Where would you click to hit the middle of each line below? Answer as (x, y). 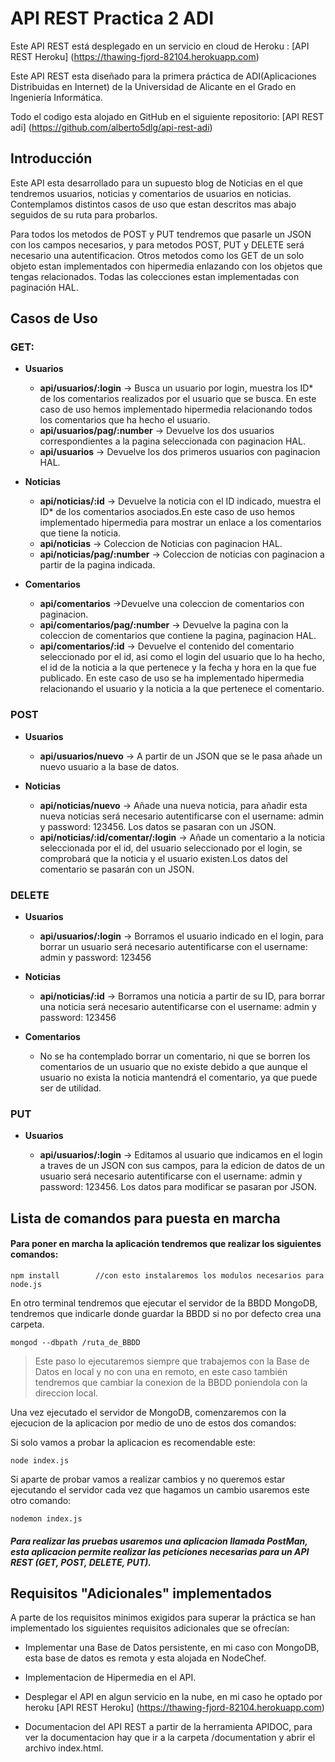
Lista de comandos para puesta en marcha (145, 1218)
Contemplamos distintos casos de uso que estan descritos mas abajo (153, 204)
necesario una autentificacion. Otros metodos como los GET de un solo (157, 255)
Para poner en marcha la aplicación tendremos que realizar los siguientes (166, 1244)
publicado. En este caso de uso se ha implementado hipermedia (172, 678)
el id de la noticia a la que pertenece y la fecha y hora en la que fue (178, 668)
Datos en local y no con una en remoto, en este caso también (161, 1371)
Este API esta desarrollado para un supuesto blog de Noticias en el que (156, 183)
